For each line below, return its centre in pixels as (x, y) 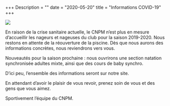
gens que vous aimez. (28, 89)
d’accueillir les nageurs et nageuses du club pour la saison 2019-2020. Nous (85, 37)
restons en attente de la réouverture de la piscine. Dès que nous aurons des (84, 43)
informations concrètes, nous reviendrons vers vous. (60, 48)
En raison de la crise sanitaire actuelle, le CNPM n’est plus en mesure (77, 32)
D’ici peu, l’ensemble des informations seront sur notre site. (67, 73)
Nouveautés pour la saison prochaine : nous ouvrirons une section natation (83, 58)
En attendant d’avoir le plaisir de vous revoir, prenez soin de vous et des (80, 83)
